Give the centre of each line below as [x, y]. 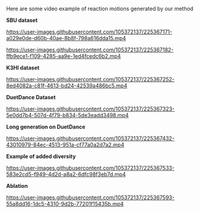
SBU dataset [22, 20]
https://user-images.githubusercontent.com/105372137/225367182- [90, 50]
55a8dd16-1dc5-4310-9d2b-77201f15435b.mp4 [65, 204]
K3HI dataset [23, 68]
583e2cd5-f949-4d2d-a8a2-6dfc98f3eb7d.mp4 [66, 174]
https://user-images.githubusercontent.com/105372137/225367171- [89, 32]
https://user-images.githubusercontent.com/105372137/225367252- [91, 79]
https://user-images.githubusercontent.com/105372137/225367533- [91, 168]
